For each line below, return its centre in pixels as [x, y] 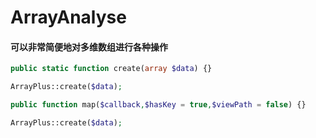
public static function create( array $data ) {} [111, 69]
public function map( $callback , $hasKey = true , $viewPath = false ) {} [158, 105]
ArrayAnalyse [68, 17]
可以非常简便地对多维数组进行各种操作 [89, 47]
